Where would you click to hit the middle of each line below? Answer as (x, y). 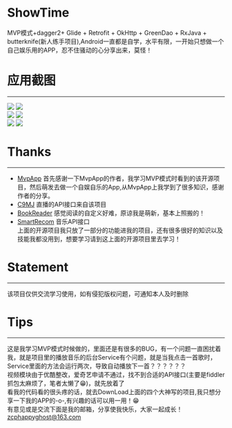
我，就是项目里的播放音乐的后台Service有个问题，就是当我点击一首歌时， (112, 357)
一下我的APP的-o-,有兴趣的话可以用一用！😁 (76, 400)
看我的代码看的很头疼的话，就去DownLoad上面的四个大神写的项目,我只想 (111, 391)
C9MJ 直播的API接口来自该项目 (62, 204)
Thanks (29, 152)
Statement (38, 267)
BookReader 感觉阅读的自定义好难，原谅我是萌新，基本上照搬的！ (111, 213)
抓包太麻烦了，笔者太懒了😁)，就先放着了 (66, 383)
